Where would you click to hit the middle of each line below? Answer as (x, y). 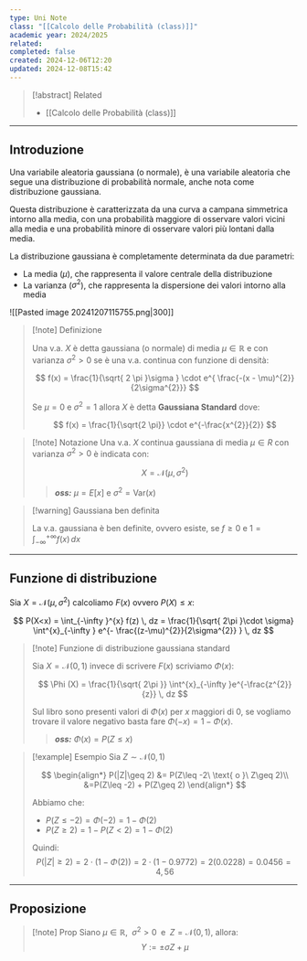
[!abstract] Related (67, 95)
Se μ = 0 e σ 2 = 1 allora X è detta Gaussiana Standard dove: (146, 406)
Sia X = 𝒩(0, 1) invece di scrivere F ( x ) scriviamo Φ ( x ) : (133, 666)
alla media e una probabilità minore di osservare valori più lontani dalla (142, 229)
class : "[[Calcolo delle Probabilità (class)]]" (104, 27)
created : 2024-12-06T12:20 (61, 60)
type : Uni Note (38, 18)
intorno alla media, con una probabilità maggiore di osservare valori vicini (148, 219)
